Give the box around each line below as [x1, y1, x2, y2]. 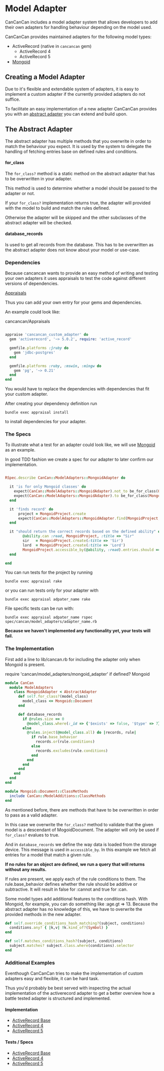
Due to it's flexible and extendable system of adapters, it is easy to [5, 86, 139, 92]
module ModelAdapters [9, 685, 54, 690]
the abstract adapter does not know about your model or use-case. [5, 247, 141, 253]
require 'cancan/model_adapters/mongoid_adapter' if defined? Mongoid [5, 671, 150, 677]
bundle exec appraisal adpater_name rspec [5, 615, 93, 620]
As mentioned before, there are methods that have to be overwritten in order [5, 807, 159, 813]
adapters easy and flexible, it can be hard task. [5, 976, 99, 982]
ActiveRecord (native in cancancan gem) [12, 43, 92, 49]
